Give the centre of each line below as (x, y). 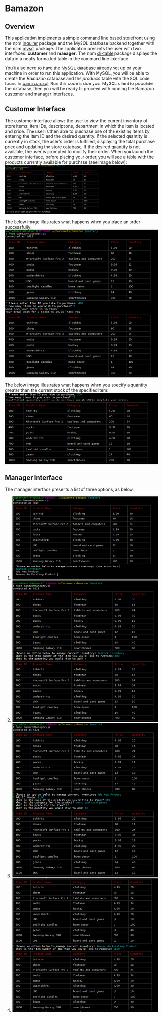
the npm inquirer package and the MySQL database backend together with (80, 43)
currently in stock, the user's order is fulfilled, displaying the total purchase (80, 141)
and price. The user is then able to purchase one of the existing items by (77, 131)
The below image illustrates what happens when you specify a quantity (76, 385)
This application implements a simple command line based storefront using (80, 38)
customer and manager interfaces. (40, 94)
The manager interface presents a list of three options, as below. (70, 489)
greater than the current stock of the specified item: (57, 390)
